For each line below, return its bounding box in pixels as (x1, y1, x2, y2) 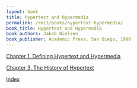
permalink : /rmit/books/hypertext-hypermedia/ (6, 20, 123, 26)
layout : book (6, 8, 39, 15)
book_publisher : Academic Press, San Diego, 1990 (6, 36, 132, 42)
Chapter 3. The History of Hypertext (6, 64, 94, 71)
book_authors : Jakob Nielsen (6, 31, 78, 37)
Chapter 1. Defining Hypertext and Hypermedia (6, 53, 121, 59)
